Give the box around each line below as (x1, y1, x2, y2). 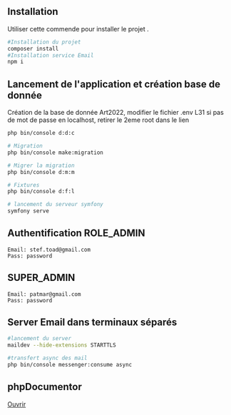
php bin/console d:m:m (7, 168, 75, 175)
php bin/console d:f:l (7, 188, 75, 195)
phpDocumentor (7, 381, 82, 393)
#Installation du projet (7, 39, 81, 46)
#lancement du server (7, 335, 72, 342)
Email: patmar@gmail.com (7, 290, 81, 298)
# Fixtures (7, 181, 40, 188)
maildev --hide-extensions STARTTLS (7, 342, 116, 349)
